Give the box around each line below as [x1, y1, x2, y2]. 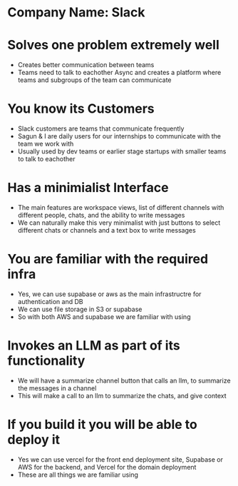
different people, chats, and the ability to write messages [17, 211, 185, 219]
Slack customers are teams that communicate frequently [17, 124, 185, 133]
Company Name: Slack [7, 4, 145, 21]
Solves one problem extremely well [7, 37, 219, 54]
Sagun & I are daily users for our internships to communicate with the [17, 132, 221, 141]
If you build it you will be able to [7, 417, 197, 432]
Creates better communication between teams [17, 61, 155, 69]
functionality [7, 353, 86, 369]
